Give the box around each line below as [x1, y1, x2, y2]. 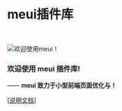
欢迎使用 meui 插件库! [7, 64, 81, 74]
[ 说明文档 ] [7, 96, 37, 105]
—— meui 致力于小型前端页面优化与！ [7, 81, 117, 90]
